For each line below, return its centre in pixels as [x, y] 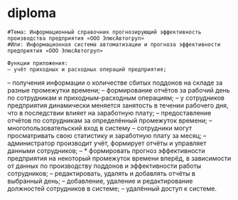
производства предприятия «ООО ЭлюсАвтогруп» [76, 38]
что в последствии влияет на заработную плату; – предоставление [109, 112]
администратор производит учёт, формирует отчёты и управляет [107, 143]
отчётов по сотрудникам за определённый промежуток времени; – [110, 120]
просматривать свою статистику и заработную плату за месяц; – [107, 135]
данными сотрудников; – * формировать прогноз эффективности [107, 150]
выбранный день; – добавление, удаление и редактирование [100, 181]
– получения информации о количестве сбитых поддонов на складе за [115, 83]
